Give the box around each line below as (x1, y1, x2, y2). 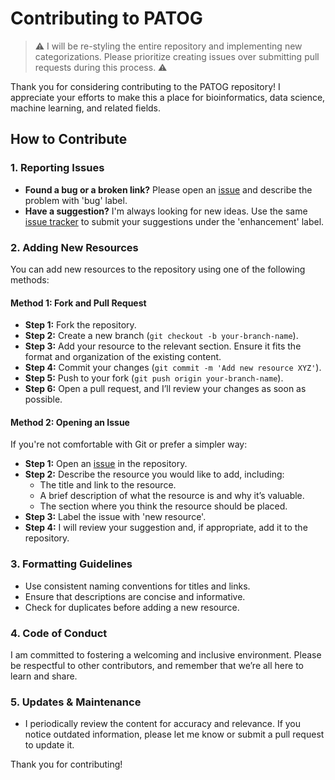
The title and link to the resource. (39, 479, 177, 491)
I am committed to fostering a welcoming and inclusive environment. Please (10, 648, 322, 661)
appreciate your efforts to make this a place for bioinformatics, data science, (10, 91, 326, 103)
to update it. (24, 739, 75, 751)
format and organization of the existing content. (24, 351, 222, 363)
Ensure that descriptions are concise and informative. (24, 590, 246, 602)
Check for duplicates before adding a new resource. (24, 601, 240, 613)
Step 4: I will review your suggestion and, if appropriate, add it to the (24, 522, 308, 534)
